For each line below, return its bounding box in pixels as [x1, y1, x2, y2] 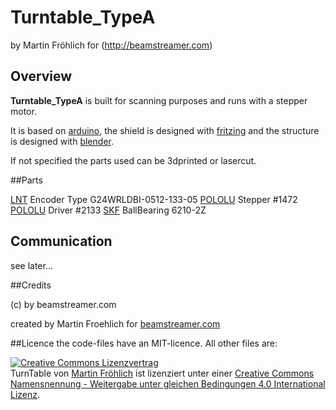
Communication [10, 233, 113, 250]
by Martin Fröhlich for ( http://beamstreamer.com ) [10, 39, 213, 51]
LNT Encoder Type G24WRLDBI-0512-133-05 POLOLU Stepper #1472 [10, 193, 298, 205]
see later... [10, 259, 54, 271]
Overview [10, 68, 73, 85]
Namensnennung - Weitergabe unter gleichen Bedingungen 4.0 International [10, 377, 326, 390]
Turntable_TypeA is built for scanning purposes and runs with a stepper [10, 94, 308, 106]
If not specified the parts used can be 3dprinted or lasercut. [10, 154, 257, 166]
